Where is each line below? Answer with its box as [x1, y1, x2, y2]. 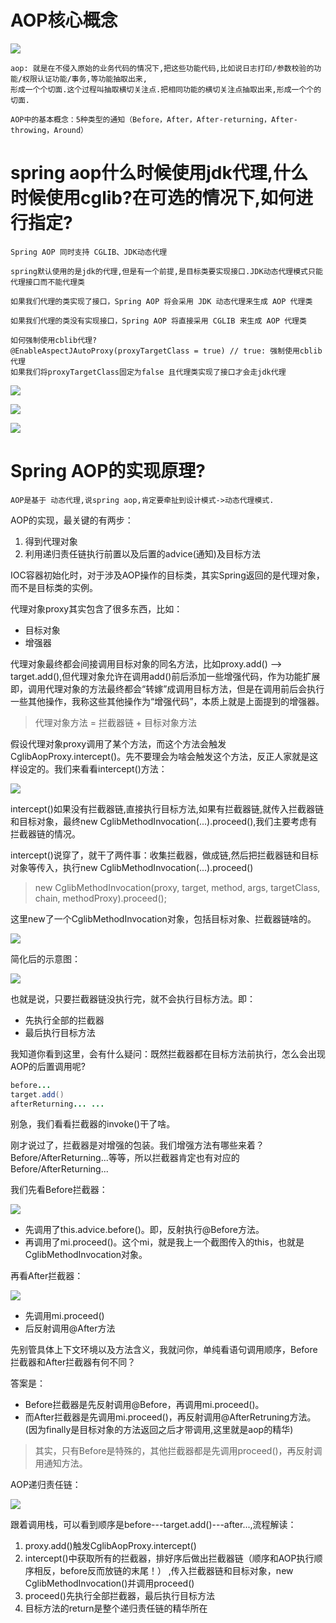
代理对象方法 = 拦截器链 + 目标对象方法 [34, 716, 198, 728]
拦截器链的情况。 [10, 827, 81, 840]
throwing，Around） [10, 125, 89, 135]
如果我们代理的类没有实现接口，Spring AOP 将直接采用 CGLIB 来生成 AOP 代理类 [10, 316, 307, 326]
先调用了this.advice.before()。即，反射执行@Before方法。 [24, 1224, 265, 1236]
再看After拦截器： [10, 1270, 84, 1282]
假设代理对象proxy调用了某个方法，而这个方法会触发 [10, 737, 227, 750]
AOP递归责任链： [10, 1479, 82, 1491]
